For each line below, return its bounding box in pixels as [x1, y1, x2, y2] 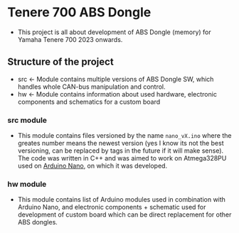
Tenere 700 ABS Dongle [7, 4, 152, 21]
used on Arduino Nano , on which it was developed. [17, 161, 168, 170]
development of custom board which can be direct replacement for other [17, 210, 232, 219]
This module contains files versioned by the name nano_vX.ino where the [17, 131, 232, 140]
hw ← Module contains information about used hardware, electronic [17, 90, 217, 98]
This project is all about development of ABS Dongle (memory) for [17, 28, 211, 36]
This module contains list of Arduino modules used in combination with [17, 195, 226, 204]
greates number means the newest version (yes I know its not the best [17, 139, 224, 148]
